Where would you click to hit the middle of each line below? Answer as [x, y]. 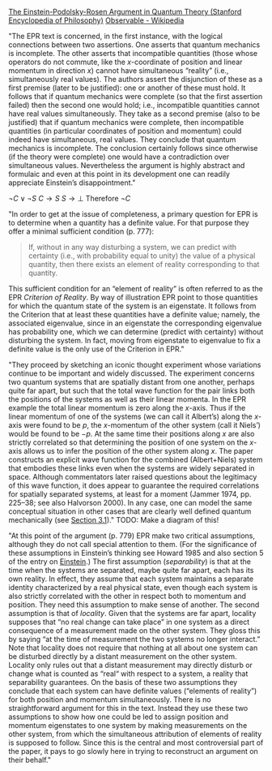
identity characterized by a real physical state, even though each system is [133, 587]
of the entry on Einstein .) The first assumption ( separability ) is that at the [130, 562]
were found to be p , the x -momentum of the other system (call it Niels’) [142, 425]
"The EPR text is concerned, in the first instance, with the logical [115, 36]
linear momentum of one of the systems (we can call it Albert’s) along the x [134, 416]
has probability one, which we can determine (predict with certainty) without [136, 332]
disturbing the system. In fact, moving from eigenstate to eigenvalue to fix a [134, 340]
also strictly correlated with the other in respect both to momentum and [127, 596]
